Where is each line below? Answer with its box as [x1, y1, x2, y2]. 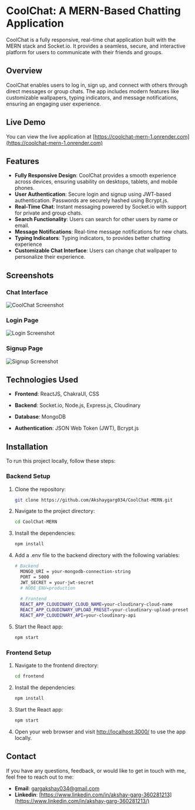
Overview [6, 66, 43, 76]
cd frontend [14, 673, 44, 679]
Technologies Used [6, 375, 78, 385]
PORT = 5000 [20, 574, 49, 580]
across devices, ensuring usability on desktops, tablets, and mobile [14, 178, 178, 185]
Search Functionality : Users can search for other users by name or [14, 216, 178, 223]
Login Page [6, 316, 39, 324]
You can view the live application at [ [6, 133, 95, 140]
